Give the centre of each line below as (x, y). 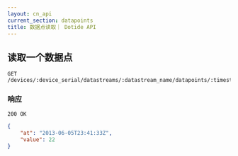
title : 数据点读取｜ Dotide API (52, 27)
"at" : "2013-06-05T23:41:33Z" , (66, 133)
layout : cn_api (30, 14)
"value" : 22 (38, 140)
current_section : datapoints (50, 20)
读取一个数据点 (40, 57)
